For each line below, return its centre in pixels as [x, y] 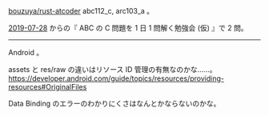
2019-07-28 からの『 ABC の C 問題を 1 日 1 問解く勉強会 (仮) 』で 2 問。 [128, 28]
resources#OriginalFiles [48, 87]
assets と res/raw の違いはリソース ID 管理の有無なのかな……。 [112, 69]
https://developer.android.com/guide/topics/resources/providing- [116, 78]
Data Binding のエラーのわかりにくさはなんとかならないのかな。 [114, 103]
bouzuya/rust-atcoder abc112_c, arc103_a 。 [81, 11]
